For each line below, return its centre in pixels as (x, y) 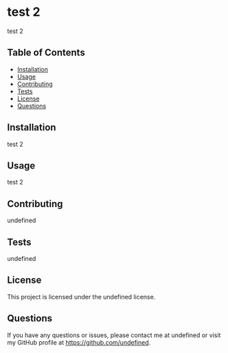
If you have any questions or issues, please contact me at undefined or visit (114, 335)
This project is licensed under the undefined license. (81, 297)
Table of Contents (46, 53)
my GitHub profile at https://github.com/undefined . (79, 342)
